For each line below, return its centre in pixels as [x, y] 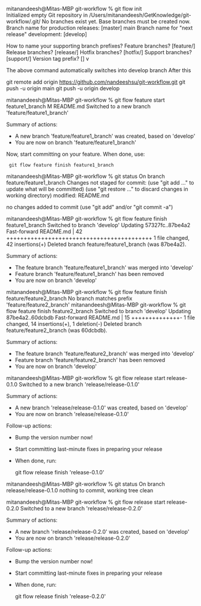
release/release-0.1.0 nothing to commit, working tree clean [80, 490]
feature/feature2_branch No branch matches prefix [69, 298]
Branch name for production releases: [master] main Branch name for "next [100, 28]
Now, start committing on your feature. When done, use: [76, 154]
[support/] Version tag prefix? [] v [48, 59]
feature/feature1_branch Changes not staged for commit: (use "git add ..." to [100, 182]
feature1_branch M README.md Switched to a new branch [79, 106]
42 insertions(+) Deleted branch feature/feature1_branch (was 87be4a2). [96, 244]
